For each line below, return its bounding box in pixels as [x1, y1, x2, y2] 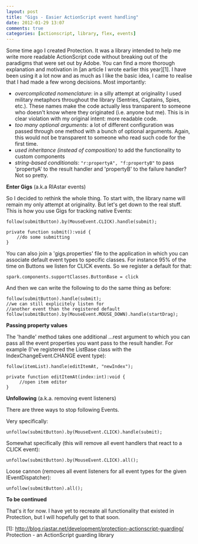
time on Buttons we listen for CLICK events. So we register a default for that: [6, 263, 192, 270]
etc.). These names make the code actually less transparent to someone [14, 103, 191, 110]
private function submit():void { [6, 229, 92, 235]
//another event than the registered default [6, 306, 120, 312]
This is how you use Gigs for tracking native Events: [6, 207, 132, 215]
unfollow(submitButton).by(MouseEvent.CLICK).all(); [6, 457, 139, 463]
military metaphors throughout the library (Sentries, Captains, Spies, [14, 96, 181, 104]
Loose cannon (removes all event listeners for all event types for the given [6, 468, 187, 475]
